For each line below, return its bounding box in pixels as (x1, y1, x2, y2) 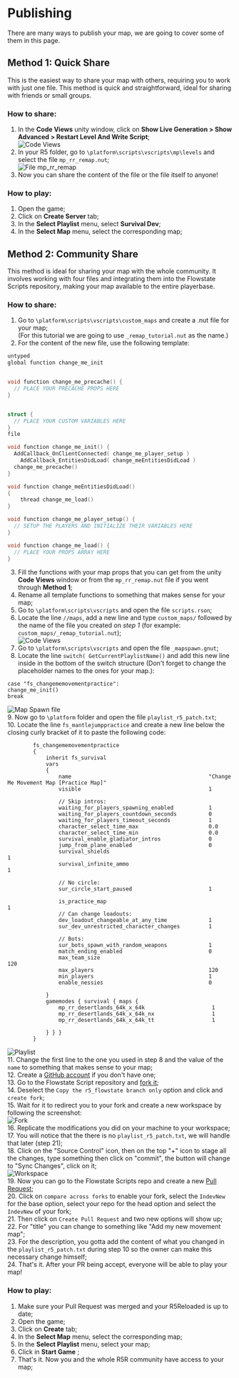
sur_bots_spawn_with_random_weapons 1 (58, 942, 213, 949)
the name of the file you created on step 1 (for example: (17, 621, 181, 629)
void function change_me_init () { (7, 444, 111, 451)
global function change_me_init (7, 359, 103, 367)
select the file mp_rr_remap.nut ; (17, 156, 110, 164)
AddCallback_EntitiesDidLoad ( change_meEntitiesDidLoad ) (20, 457, 196, 465)
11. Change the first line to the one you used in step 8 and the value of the (7, 1055, 223, 1064)
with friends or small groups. (7, 91, 92, 99)
